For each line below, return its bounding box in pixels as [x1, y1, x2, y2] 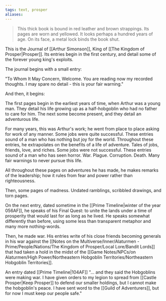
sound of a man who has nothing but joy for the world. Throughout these [5, 136, 154, 142]
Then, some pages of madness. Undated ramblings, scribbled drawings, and [5, 187, 162, 193]
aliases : [5, 12, 23, 17]
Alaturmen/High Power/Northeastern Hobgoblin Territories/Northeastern [5, 254, 153, 260]
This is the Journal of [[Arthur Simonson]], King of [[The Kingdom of [5, 46, 145, 52]
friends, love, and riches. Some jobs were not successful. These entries [5, 147, 152, 153]
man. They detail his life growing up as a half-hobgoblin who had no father [5, 105, 158, 111]
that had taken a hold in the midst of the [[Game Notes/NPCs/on [5, 249, 136, 255]
